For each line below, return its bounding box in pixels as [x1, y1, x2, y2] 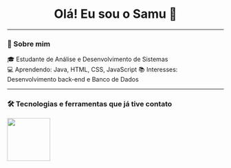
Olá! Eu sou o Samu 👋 [54, 6, 177, 22]
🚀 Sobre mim [7, 39, 50, 49]
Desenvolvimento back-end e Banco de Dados [7, 75, 139, 84]
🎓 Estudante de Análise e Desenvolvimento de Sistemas [7, 55, 168, 64]
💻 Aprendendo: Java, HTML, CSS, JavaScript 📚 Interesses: [7, 65, 178, 74]
